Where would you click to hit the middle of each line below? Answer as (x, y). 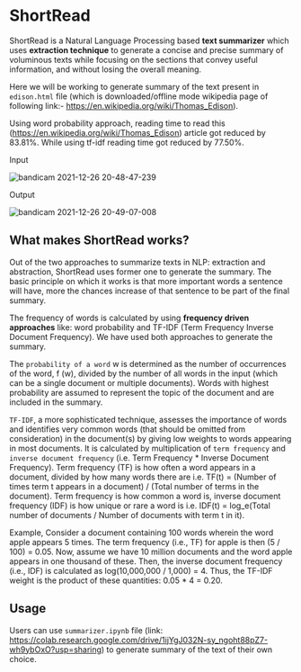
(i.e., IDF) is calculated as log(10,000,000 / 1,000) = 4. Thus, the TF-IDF (141, 570)
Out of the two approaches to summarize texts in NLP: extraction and (137, 262)
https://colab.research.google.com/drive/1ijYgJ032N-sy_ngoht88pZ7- (138, 640)
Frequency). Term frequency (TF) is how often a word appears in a (133, 467)
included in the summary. (56, 402)
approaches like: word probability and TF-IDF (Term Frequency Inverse (142, 327)
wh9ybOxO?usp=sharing (55, 650)
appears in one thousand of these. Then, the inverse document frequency (146, 561)
